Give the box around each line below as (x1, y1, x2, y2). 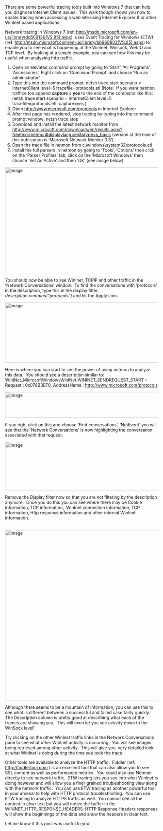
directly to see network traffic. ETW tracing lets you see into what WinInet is (5, 775, 158, 781)
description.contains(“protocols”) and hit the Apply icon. (5, 293, 118, 299)
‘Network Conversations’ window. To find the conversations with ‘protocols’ (5, 283, 157, 288)
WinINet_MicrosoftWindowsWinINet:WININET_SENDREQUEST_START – (5, 377, 147, 383)
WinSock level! (5, 725, 35, 731)
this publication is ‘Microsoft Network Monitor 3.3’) (12, 137, 114, 143)
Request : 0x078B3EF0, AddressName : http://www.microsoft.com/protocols (5, 382, 158, 388)
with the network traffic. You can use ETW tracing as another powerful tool (5, 785, 156, 791)
